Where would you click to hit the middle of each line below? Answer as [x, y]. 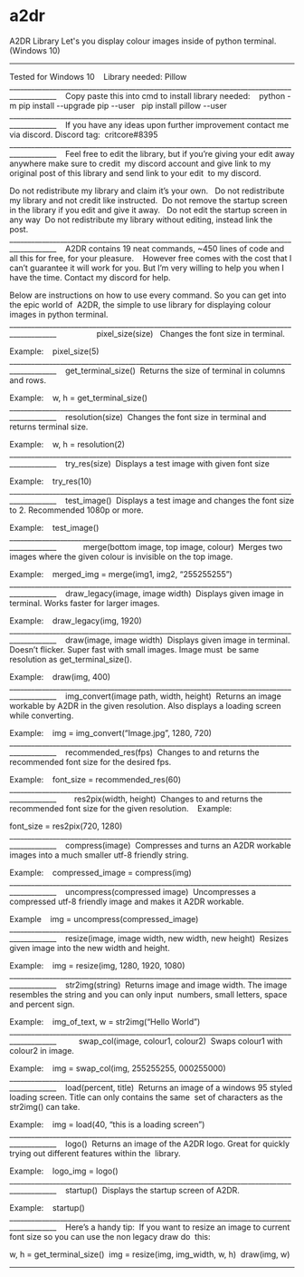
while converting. [42, 715]
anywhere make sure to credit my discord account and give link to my [140, 163]
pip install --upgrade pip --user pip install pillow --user [123, 105]
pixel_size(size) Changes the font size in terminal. [190, 333]
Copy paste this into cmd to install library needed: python [175, 95]
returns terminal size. [49, 427]
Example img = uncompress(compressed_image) [104, 918]
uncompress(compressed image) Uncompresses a [160, 891]
